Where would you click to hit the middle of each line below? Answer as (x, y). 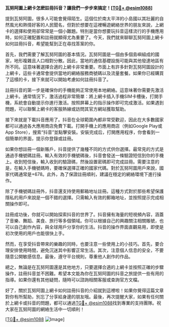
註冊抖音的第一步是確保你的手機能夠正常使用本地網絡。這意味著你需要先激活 (84, 90)
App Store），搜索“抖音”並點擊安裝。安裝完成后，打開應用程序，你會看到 (80, 132)
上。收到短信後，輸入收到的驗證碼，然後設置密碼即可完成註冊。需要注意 (80, 162)
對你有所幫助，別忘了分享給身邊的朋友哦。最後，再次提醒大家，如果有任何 (82, 297)
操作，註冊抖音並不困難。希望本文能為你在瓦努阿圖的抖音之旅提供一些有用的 (84, 274)
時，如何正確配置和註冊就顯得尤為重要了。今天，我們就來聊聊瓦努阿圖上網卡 (84, 37)
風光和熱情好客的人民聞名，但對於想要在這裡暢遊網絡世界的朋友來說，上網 (87, 25)
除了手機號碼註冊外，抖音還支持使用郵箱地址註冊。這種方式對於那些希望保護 (84, 191)
